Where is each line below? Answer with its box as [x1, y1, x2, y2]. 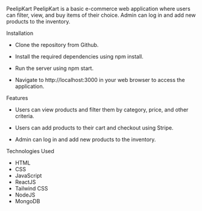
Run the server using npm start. [14, 65, 94, 72]
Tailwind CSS [14, 185, 48, 192]
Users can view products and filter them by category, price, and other [14, 106, 189, 113]
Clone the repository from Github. [14, 42, 99, 48]
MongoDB [14, 198, 40, 204]
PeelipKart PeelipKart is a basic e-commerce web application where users [6, 5, 191, 12]
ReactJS [14, 178, 36, 186]
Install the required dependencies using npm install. [14, 53, 144, 60]
